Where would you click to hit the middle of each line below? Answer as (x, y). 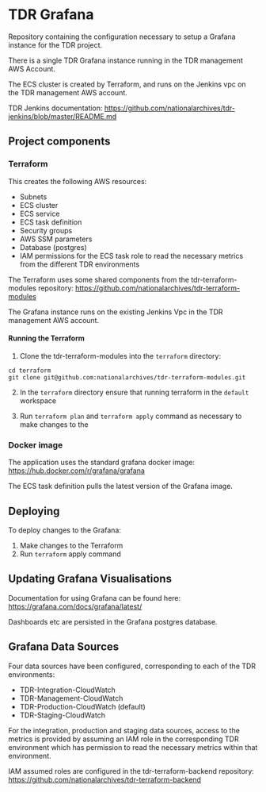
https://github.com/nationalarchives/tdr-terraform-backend (105, 779)
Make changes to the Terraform (71, 545)
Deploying (34, 511)
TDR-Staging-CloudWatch (62, 715)
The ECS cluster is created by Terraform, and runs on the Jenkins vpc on (127, 84)
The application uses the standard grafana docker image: (102, 463)
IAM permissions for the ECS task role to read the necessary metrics (131, 256)
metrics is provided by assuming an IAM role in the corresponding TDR (123, 739)
